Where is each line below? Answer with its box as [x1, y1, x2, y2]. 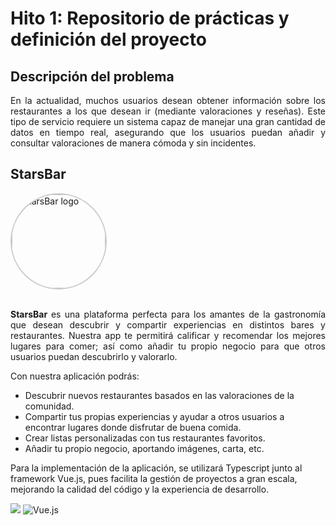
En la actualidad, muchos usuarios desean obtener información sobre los [10, 95, 326, 106]
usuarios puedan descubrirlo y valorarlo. [10, 350, 178, 362]
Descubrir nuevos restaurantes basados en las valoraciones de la [24, 389, 295, 401]
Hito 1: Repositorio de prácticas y [10, 7, 290, 30]
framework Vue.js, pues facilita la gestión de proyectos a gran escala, [10, 472, 298, 484]
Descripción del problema [10, 68, 175, 85]
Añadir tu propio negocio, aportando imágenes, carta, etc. [24, 442, 265, 454]
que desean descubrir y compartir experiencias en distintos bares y [10, 318, 326, 331]
